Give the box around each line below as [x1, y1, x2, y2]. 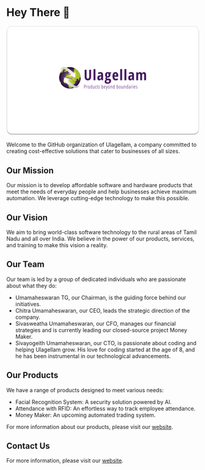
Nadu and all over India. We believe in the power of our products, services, [6, 235, 195, 242]
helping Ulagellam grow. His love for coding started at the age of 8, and [15, 346, 195, 353]
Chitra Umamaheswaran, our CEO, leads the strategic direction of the [15, 307, 190, 314]
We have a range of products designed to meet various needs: [6, 386, 164, 394]
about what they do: [6, 282, 57, 289]
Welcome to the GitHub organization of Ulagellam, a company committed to [6, 141, 197, 149]
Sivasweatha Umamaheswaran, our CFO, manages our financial [15, 319, 176, 327]
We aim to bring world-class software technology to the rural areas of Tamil [6, 229, 197, 236]
